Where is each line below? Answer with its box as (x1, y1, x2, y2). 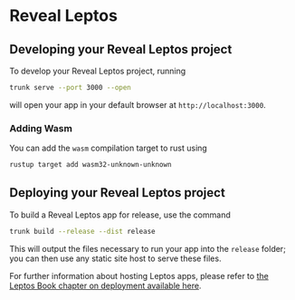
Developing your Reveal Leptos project (9, 42, 233, 57)
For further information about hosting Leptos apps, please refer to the (9, 270, 269, 281)
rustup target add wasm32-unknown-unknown (9, 160, 172, 169)
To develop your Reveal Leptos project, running (9, 65, 186, 76)
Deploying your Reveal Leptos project (9, 185, 226, 200)
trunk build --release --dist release (9, 227, 156, 236)
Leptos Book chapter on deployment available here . (9, 280, 202, 291)
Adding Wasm (9, 121, 72, 134)
